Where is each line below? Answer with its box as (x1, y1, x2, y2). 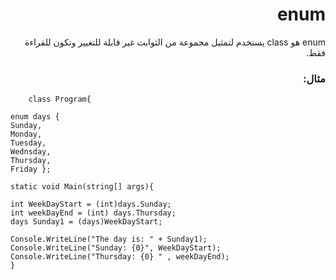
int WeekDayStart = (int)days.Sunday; (10, 199, 172, 210)
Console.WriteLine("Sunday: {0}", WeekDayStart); (10, 243, 222, 253)
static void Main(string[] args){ (10, 182, 155, 192)
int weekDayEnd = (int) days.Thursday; (10, 208, 177, 218)
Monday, (10, 129, 43, 140)
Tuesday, (10, 138, 47, 148)
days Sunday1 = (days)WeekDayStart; (10, 217, 163, 227)
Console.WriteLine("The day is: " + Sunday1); (10, 234, 208, 245)
